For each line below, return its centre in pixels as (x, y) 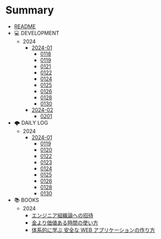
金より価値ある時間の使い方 (65, 223)
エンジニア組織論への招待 (62, 215)
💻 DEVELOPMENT (37, 33)
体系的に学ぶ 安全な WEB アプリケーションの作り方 (93, 230)
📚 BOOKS (26, 200)
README (25, 26)
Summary (30, 10)
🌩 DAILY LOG (31, 122)
